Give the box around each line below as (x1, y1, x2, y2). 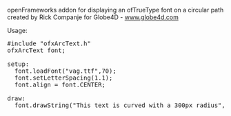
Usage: (7, 27, 28, 34)
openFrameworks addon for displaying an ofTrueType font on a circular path (7, 6, 224, 14)
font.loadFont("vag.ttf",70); (14, 67, 117, 75)
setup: (7, 60, 30, 68)
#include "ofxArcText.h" (7, 40, 91, 47)
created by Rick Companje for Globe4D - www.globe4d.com (7, 13, 179, 21)
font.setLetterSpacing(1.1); (14, 74, 113, 82)
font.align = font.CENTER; (14, 81, 106, 89)
